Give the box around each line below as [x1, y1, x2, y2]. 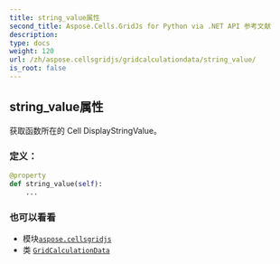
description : [9, 30, 59, 39]
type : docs [9, 38, 51, 48]
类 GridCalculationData [22, 244, 110, 255]
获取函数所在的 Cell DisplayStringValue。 [9, 125, 163, 136]
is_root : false [9, 64, 67, 73]
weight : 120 [9, 47, 54, 56]
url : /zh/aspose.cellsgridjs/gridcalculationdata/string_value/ [9, 55, 257, 64]
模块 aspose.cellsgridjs [22, 232, 112, 244]
